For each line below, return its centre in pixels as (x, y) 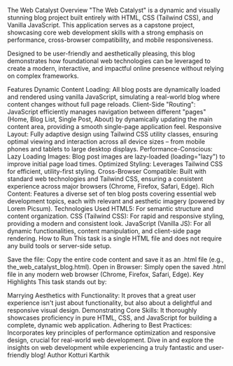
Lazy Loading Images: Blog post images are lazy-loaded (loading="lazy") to (116, 156)
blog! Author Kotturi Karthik (70, 355)
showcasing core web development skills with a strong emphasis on (105, 32)
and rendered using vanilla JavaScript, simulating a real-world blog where (114, 97)
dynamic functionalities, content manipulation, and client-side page (104, 231)
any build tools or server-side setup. (59, 246)
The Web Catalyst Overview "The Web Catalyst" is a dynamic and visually (114, 10)
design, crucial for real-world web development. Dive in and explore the (111, 340)
